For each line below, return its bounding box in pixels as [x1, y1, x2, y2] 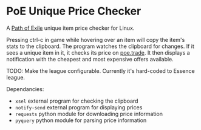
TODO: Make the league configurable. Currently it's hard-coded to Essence [6, 67, 196, 74]
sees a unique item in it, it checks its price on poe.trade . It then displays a [6, 49, 190, 56]
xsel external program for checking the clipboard [15, 97, 138, 104]
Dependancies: [6, 85, 44, 92]
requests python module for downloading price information [15, 110, 163, 117]
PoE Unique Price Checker [6, 4, 141, 18]
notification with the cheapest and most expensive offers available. [6, 55, 174, 63]
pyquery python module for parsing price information [15, 117, 147, 124]
